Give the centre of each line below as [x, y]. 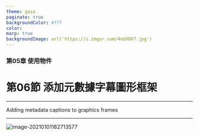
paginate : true [25, 17]
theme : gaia [21, 12]
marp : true [20, 34]
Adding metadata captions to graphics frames [62, 109]
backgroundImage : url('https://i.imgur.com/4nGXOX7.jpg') [79, 39]
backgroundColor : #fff [34, 22]
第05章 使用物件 [29, 61]
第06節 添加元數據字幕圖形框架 [82, 88]
